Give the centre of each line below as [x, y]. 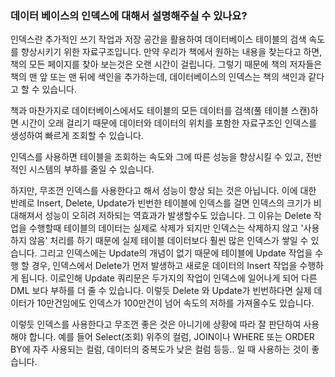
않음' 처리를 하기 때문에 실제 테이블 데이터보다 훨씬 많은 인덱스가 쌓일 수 [168, 241]
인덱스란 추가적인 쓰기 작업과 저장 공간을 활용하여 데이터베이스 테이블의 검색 [158, 39]
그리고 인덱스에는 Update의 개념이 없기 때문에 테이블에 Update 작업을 [176, 253]
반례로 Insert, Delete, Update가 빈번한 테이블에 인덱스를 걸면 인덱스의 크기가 [161, 203]
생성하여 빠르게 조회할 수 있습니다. [77, 136]
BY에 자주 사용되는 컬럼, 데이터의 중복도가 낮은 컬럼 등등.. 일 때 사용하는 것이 [160, 349]
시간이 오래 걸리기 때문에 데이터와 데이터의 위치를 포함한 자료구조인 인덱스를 [169, 123]
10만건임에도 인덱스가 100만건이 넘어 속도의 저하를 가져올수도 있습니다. [175, 303]
